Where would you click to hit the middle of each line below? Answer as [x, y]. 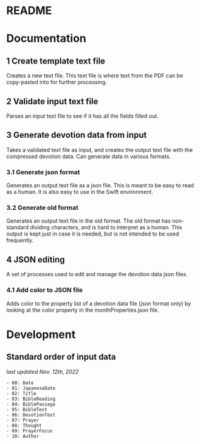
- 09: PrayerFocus [29, 431]
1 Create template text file [56, 61]
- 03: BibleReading [31, 399]
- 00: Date [20, 383]
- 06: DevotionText [31, 415]
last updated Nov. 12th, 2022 [43, 371]
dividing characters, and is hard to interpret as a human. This [106, 227]
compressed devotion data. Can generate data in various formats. [89, 156]
